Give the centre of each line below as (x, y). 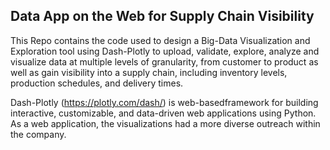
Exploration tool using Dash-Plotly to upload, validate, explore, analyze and (165, 51)
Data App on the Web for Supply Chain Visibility (162, 16)
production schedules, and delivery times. (97, 83)
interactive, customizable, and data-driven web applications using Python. (163, 113)
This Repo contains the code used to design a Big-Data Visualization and (160, 40)
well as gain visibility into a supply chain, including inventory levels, (149, 72)
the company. (38, 134)
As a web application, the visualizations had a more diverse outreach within (165, 123)
